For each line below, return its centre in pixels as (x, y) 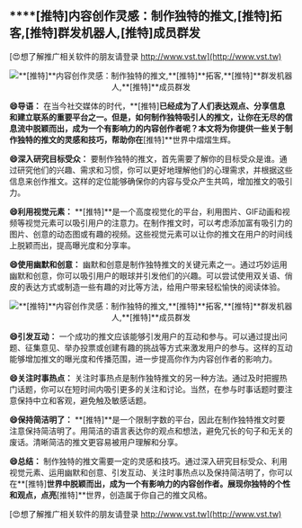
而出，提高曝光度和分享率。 (84, 245)
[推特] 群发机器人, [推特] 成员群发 (113, 33)
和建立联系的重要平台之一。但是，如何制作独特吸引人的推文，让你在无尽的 (147, 117)
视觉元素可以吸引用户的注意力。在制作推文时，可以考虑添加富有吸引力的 (159, 222)
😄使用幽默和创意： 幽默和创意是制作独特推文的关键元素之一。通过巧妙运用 (148, 264)
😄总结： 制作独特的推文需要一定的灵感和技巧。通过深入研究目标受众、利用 (148, 461)
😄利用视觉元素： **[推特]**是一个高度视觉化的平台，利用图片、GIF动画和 (146, 211)
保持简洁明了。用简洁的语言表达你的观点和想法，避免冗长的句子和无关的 (159, 431)
